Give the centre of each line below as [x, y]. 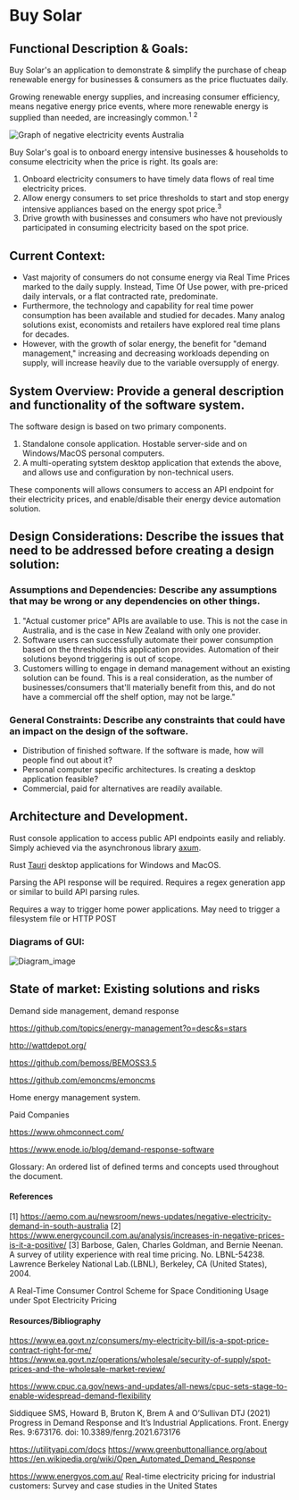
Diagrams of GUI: [47, 941]
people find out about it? [67, 760]
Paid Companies [39, 1115]
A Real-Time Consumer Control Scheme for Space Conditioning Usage [139, 1291]
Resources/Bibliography [55, 1320]
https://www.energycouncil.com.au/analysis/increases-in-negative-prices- [147, 1235]
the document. [36, 1176]
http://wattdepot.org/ [48, 1045]
